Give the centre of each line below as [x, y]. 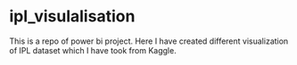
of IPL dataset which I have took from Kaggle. [93, 50]
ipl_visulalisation [72, 16]
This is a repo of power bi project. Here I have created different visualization [149, 41]
